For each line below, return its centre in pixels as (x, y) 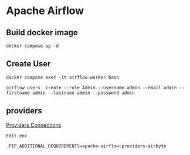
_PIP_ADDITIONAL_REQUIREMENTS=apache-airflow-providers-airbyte (86, 146)
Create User (28, 64)
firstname (18, 93)
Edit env (17, 136)
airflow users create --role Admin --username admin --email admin (91, 87)
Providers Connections (34, 125)
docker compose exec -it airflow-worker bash (62, 77)
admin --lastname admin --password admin (83, 93)
